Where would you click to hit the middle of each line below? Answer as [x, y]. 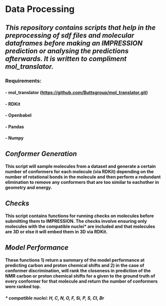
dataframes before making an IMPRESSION [74, 43]
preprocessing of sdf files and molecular [70, 35]
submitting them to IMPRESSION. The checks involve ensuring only [76, 221]
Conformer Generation [41, 154]
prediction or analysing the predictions [67, 51]
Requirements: [23, 81]
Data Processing [40, 9]
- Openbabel [18, 115]
